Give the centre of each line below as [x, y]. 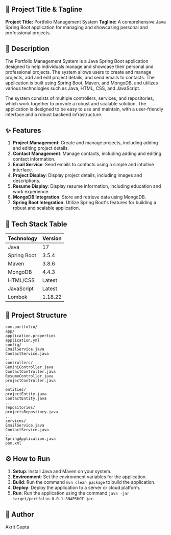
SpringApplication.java [31, 439]
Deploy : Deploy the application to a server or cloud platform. [76, 487]
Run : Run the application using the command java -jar [71, 493]
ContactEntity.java [26, 399]
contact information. [34, 159]
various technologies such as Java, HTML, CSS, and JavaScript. [73, 88]
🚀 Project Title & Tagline [44, 9]
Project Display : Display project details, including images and [77, 175]
